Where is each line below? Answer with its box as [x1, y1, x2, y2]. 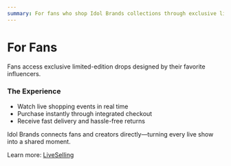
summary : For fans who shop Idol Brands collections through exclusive [7, 10, 217, 17]
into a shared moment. [7, 137, 71, 145]
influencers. [7, 69, 41, 78]
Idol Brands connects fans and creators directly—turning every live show [7, 130, 214, 138]
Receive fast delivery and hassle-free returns [16, 117, 146, 125]
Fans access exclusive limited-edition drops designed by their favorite [7, 62, 206, 71]
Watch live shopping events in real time [16, 102, 129, 110]
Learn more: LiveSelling [7, 150, 74, 158]
